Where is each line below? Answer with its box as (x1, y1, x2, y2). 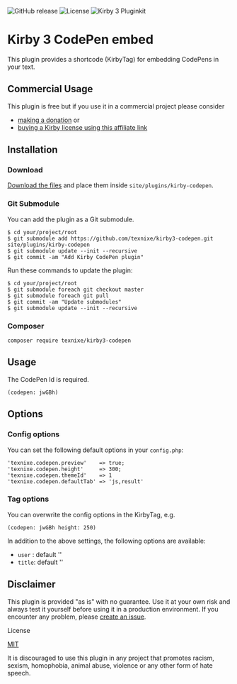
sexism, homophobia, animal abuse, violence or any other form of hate (7, 661, 214, 670)
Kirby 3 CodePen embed (7, 32, 154, 48)
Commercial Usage (7, 83, 93, 95)
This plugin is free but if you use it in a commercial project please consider (7, 101, 225, 110)
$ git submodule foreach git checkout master (7, 286, 144, 293)
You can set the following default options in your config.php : (7, 446, 184, 454)
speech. (7, 668, 31, 677)
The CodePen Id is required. (7, 375, 90, 383)
